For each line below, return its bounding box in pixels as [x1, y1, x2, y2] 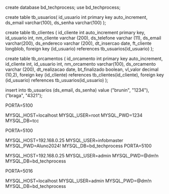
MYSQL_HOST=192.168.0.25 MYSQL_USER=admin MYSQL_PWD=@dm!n [5, 153, 159, 158]
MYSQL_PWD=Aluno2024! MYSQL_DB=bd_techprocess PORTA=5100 [5, 143, 152, 149]
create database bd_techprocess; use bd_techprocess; [5, 5, 121, 10]
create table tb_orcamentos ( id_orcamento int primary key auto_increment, [5, 56, 163, 62]
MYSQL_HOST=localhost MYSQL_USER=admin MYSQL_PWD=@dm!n [5, 178, 152, 184]
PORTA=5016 [5, 168, 33, 174]
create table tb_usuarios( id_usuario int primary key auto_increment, [5, 14, 148, 20]
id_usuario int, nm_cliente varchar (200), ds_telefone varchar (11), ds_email [5, 35, 161, 41]
